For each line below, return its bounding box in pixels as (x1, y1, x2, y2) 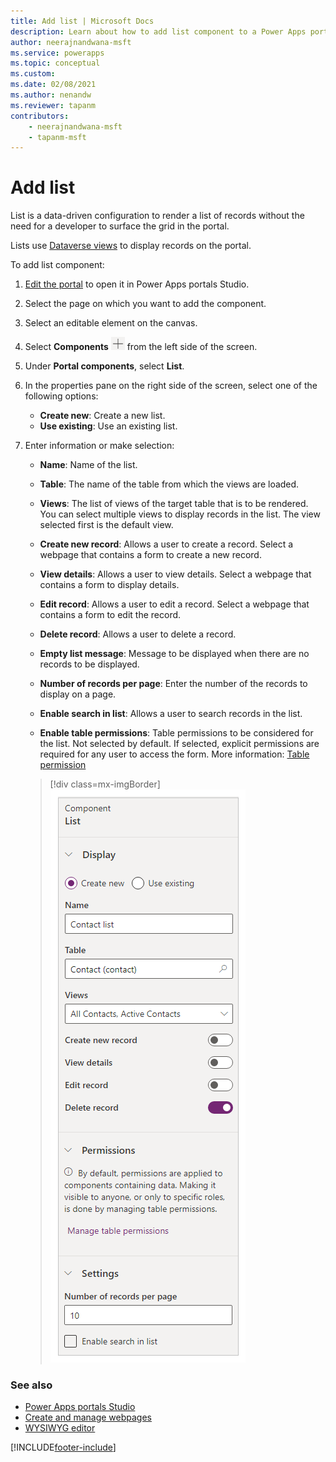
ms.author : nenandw (10, 90, 92, 100)
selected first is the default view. (39, 519, 174, 531)
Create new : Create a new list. (39, 410, 166, 422)
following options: (24, 390, 99, 402)
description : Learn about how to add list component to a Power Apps (10, 26, 307, 37)
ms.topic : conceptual (10, 58, 101, 69)
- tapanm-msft (28, 132, 87, 142)
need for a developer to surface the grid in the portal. (10, 220, 230, 232)
